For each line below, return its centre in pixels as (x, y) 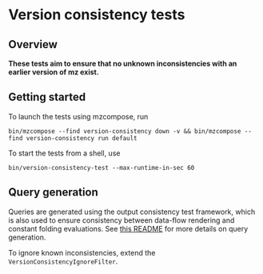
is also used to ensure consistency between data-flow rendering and (122, 220)
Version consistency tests (97, 15)
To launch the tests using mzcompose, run (78, 116)
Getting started (47, 97)
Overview (33, 44)
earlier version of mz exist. (54, 72)
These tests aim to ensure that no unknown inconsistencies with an (123, 63)
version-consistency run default (82, 138)
